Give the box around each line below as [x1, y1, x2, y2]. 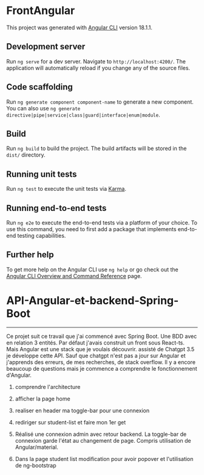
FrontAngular [6, 4, 75, 18]
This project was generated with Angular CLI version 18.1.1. [6, 24, 153, 31]
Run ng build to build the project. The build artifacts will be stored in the [6, 145, 187, 152]
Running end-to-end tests [6, 202, 107, 213]
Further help [6, 249, 55, 260]
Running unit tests [6, 169, 77, 179]
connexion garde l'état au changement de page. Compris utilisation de [15, 437, 191, 444]
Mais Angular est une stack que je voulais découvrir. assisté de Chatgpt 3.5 [6, 345, 195, 352]
